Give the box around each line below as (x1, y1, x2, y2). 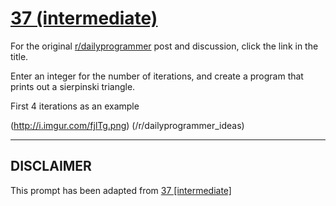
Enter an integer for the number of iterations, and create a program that (10, 70, 304, 82)
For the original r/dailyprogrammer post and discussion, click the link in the (10, 40, 319, 52)
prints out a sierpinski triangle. (10, 80, 136, 92)
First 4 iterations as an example (10, 100, 140, 112)
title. (10, 50, 29, 62)
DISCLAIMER (10, 158, 92, 175)
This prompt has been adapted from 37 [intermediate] (10, 184, 232, 196)
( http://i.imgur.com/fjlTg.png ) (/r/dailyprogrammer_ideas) (10, 119, 245, 131)
